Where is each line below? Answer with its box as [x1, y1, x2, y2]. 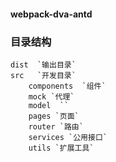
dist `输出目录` [10, 60, 77, 70]
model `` [28, 100, 70, 110]
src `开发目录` [10, 70, 77, 80]
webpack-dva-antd [10, 8, 93, 20]
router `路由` [28, 121, 84, 132]
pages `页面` [28, 111, 80, 121]
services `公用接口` [28, 132, 108, 142]
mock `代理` [28, 91, 75, 102]
